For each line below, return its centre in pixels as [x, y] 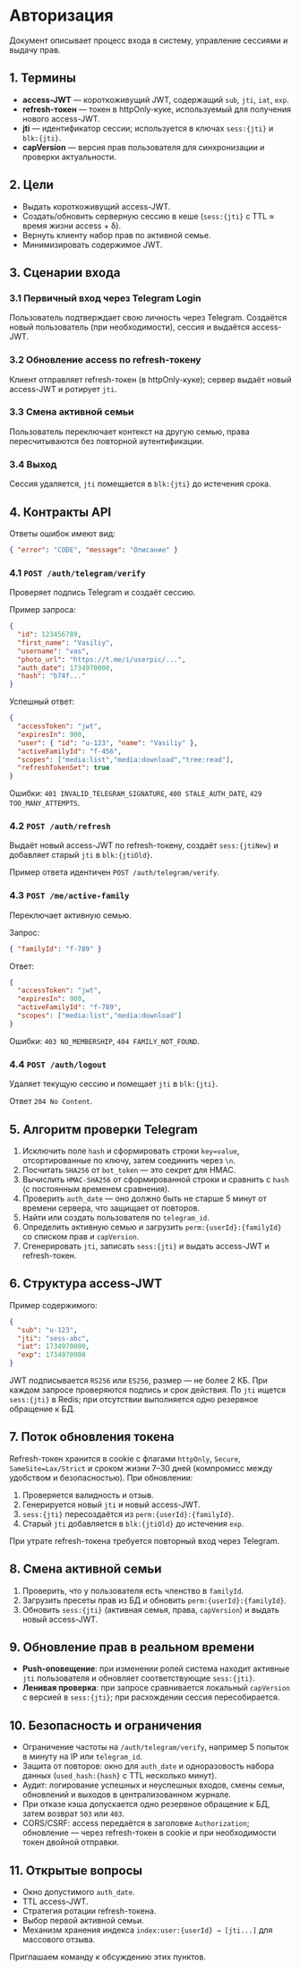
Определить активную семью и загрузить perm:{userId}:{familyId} [152, 1227]
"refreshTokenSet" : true [64, 768]
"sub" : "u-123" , [47, 1330]
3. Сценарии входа [65, 273]
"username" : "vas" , [54, 651]
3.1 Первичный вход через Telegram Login [105, 298]
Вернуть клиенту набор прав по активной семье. [116, 235]
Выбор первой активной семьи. [83, 1921]
